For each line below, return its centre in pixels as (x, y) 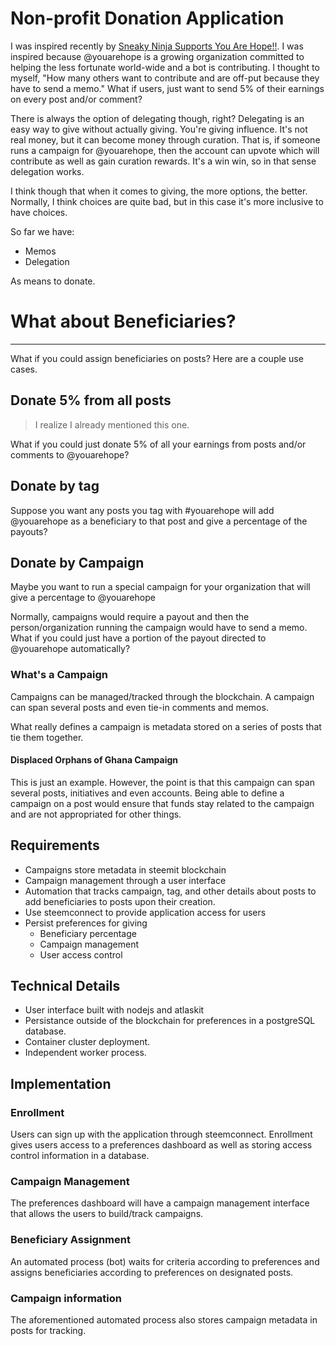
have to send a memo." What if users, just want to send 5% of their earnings (167, 88)
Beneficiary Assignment (70, 1240)
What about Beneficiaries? (123, 321)
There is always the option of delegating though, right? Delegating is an (157, 118)
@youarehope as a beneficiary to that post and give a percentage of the (159, 521)
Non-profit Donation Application (147, 18)
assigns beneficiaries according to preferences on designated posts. (152, 1272)
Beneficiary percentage (88, 933)
